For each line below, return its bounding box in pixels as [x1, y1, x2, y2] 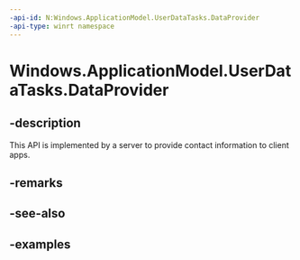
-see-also [9, 206, 66, 221]
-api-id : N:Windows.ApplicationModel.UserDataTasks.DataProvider [9, 13, 259, 23]
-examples [9, 237, 71, 252]
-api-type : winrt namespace [9, 22, 115, 31]
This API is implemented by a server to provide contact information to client [9, 139, 290, 150]
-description [9, 116, 81, 131]
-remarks [9, 175, 63, 190]
